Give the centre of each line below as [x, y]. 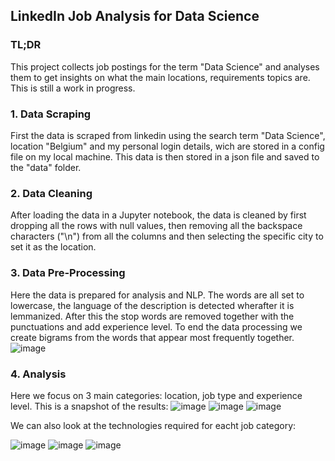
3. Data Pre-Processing [68, 273]
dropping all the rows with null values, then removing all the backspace [156, 226]
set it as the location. [53, 247]
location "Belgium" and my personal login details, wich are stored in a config [167, 146]
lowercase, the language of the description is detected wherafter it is [152, 305]
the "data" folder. [46, 167]
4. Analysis [38, 374]
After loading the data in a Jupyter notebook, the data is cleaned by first [158, 215]
